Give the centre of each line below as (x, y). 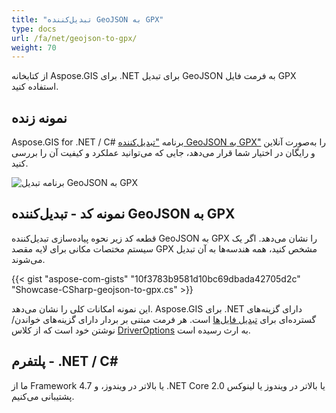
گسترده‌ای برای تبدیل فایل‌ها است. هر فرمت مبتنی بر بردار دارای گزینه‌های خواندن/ (164, 319)
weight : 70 (34, 47)
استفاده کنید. (35, 87)
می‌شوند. (28, 259)
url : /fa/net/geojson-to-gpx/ (74, 38)
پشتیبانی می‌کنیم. (43, 396)
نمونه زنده (39, 117)
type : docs (34, 29)
